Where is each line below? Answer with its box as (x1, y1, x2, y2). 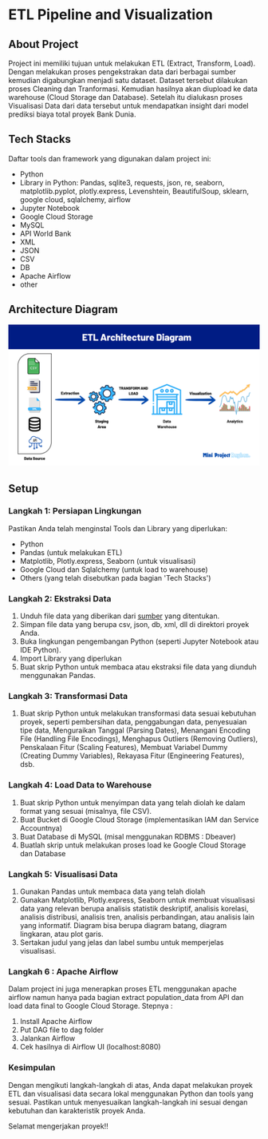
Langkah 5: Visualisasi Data (8, 868, 118, 879)
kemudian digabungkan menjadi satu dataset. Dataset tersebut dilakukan (8, 76, 248, 85)
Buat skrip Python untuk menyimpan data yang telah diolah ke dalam (19, 797, 246, 808)
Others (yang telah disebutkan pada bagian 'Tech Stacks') (19, 573, 211, 582)
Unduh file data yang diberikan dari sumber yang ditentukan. (19, 611, 220, 621)
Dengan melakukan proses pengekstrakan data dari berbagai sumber (8, 67, 237, 77)
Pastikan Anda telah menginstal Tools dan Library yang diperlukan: (8, 523, 228, 533)
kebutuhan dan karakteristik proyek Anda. (8, 1105, 146, 1115)
